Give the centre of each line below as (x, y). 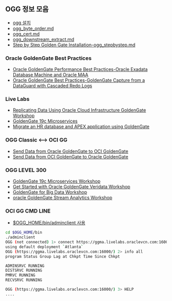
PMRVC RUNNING (20, 275)
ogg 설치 (22, 23)
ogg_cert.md (26, 34)
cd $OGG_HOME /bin (24, 233)
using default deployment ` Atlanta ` (44, 247)
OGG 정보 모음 (27, 9)
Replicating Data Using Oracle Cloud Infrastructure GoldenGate (79, 110)
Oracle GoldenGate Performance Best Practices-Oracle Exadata (80, 69)
